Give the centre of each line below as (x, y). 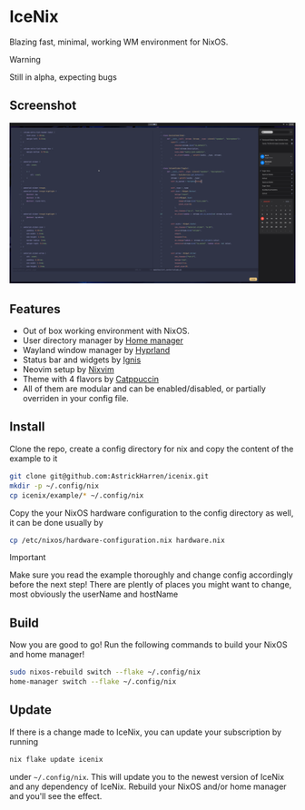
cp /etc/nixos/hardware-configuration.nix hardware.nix (117, 540)
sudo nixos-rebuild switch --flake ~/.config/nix (105, 672)
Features (35, 309)
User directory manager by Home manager (103, 341)
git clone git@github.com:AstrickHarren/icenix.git (109, 476)
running (24, 741)
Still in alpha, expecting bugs (64, 77)
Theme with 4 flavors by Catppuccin (90, 380)
